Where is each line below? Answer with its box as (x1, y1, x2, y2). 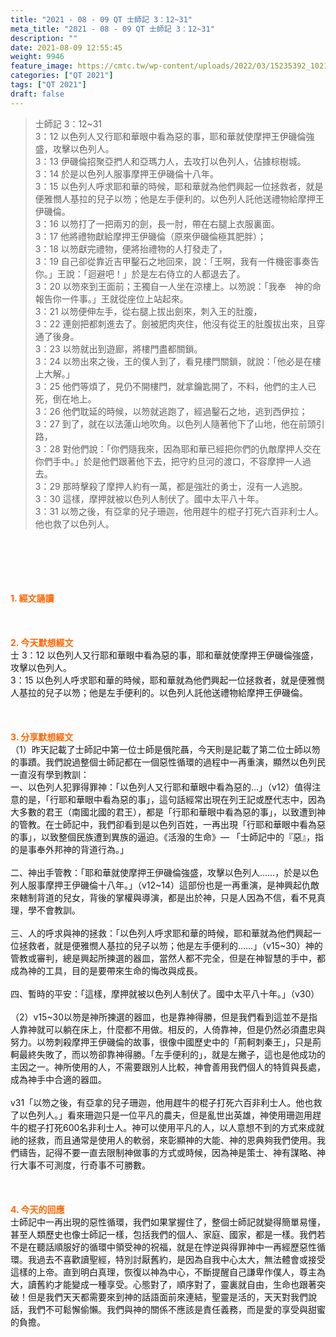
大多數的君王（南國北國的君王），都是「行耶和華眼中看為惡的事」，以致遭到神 (10, 806, 326, 818)
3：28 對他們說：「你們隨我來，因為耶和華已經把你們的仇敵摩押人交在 (34, 442, 322, 455)
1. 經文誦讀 (10, 592, 55, 604)
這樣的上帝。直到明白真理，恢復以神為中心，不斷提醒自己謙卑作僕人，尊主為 (10, 1266, 326, 1278)
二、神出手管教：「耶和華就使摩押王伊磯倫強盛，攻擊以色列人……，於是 (10, 866, 302, 878)
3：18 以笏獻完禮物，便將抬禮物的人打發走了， (34, 242, 228, 255)
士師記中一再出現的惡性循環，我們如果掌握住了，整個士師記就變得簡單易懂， (10, 1216, 326, 1228)
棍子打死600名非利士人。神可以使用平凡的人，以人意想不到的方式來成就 (27, 1121, 325, 1133)
